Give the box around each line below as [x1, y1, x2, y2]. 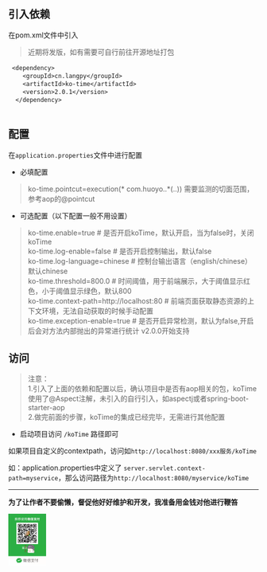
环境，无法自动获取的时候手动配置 [41, 306, 153, 315]
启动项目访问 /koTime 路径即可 [19, 429, 119, 439]
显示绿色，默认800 [69, 286, 133, 296]
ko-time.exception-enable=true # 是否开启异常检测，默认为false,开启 [27, 315, 254, 325]
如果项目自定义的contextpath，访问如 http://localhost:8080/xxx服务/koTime [8, 446, 257, 456]
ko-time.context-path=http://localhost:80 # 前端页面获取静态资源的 [27, 296, 248, 305]
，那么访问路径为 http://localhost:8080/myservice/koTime [58, 473, 250, 483]
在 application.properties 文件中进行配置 [8, 150, 143, 159]
